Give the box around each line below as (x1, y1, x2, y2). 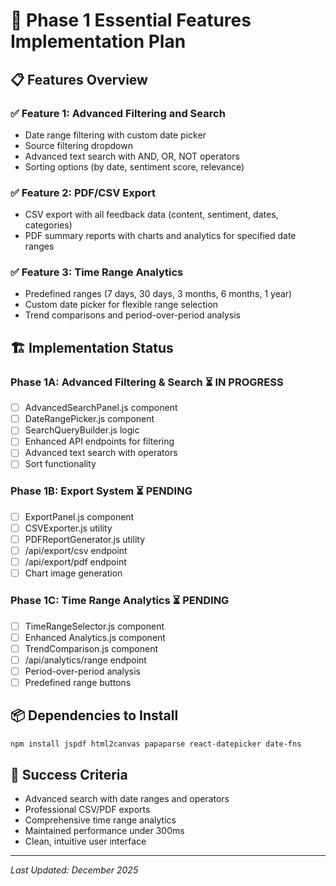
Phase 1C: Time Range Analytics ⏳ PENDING (10, 594, 230, 608)
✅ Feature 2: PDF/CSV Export (10, 185, 156, 199)
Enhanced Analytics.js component (24, 631, 166, 643)
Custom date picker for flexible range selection (24, 299, 219, 311)
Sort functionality (24, 458, 97, 470)
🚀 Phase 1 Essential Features (10, 9, 252, 32)
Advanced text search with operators (24, 447, 178, 459)
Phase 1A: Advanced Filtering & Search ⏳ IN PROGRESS (10, 375, 284, 389)
